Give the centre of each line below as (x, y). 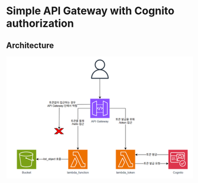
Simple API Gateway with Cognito (90, 11)
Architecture (30, 45)
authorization (40, 23)
